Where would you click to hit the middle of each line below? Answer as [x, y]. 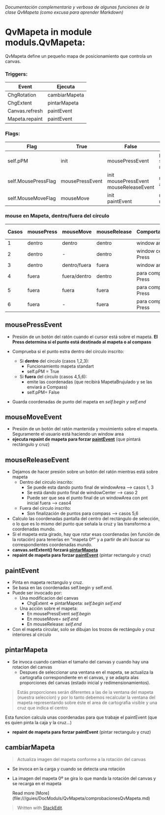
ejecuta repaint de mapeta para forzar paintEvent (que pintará [76, 439]
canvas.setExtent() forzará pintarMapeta [55, 550]
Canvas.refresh [25, 111]
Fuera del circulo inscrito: [45, 508]
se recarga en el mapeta [37, 783]
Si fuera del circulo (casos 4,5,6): [53, 376]
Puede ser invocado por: [37, 593]
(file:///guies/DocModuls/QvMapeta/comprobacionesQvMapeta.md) [81, 798]
